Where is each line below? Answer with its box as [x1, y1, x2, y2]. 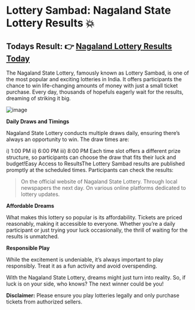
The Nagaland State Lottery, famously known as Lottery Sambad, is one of [6, 69, 189, 76]
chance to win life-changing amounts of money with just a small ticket [6, 82, 178, 89]
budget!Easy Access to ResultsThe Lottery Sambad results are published [6, 160, 185, 167]
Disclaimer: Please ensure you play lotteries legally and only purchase [6, 292, 180, 299]
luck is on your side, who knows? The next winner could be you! [6, 280, 164, 287]
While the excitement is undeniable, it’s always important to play [6, 256, 164, 263]
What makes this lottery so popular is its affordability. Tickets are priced [6, 214, 182, 221]
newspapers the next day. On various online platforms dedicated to [20, 185, 186, 191]
